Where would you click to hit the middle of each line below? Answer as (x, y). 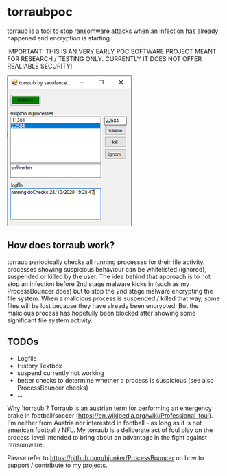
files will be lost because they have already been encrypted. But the (103, 305)
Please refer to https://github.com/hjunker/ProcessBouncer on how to (106, 457)
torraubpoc (40, 12)
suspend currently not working (60, 373)
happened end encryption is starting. (59, 38)
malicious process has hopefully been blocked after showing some (101, 313)
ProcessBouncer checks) (53, 388)
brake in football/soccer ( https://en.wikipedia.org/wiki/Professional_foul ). (110, 415)
